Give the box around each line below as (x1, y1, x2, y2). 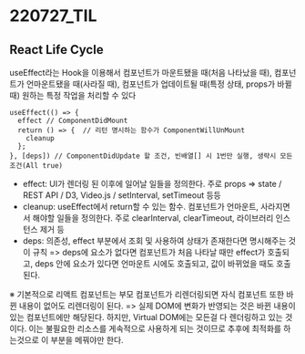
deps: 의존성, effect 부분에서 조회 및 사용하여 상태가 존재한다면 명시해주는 (22, 235, 287, 246)
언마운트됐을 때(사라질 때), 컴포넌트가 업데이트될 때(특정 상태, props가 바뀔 (25, 78, 293, 89)
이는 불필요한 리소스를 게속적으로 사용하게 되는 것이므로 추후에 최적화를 (28, 323, 282, 334)
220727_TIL (9, 5, 97, 26)
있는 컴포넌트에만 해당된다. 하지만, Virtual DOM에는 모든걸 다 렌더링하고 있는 (9, 312, 284, 322)
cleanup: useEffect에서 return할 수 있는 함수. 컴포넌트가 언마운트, (22, 202, 259, 212)
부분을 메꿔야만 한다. (50, 335, 125, 345)
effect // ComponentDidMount (17, 116, 128, 125)
